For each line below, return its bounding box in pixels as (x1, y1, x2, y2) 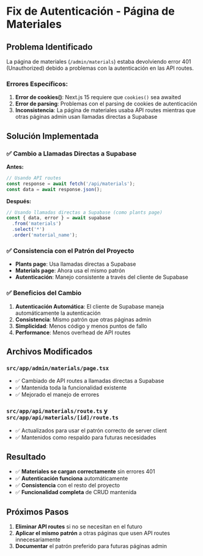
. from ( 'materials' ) (12, 220, 62, 227)
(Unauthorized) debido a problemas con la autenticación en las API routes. (6, 64, 194, 72)
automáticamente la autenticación (15, 309, 101, 317)
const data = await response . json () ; (6, 186, 103, 192)
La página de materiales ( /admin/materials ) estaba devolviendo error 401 (6, 58, 191, 65)
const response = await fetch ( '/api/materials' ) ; (6, 181, 136, 187)
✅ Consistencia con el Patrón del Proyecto (6, 246, 135, 255)
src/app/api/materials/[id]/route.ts (6, 415, 119, 421)
